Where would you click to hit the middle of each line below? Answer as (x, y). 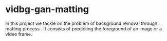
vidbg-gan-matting (47, 9)
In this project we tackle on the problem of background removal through (81, 23)
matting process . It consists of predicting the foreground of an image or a (84, 28)
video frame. (19, 34)
